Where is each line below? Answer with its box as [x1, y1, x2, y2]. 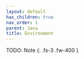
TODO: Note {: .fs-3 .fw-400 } [6, 47, 79, 54]
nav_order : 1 [6, 19, 38, 25]
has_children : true [6, 14, 54, 20]
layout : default [6, 8, 46, 15]
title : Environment [6, 31, 54, 37]
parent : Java [6, 25, 38, 31]
